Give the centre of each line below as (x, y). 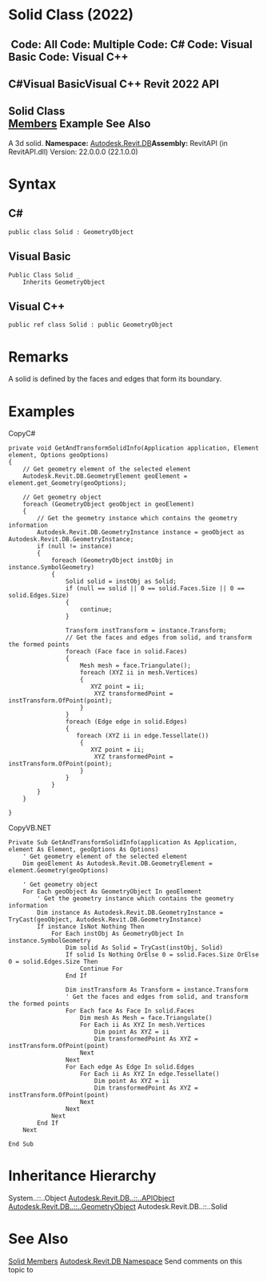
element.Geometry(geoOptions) (59, 871)
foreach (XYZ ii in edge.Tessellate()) (143, 736)
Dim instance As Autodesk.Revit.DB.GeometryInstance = (130, 913)
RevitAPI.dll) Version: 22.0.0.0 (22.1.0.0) (73, 152)
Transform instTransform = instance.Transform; (146, 631)
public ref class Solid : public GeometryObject (91, 325)
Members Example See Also (80, 124)
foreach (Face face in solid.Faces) (126, 652)
